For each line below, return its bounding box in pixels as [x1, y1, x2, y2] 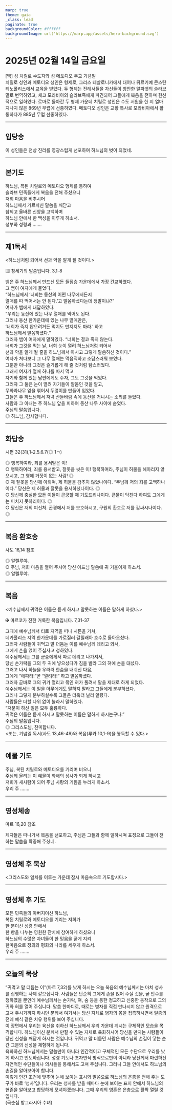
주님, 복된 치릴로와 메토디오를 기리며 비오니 [5, 766, 92, 772]
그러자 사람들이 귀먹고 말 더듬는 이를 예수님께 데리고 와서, [5, 641, 120, 647]
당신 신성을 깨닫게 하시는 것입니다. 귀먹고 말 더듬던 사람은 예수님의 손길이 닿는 [5, 1035, 161, 1041]
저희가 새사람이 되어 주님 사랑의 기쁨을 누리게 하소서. [5, 779, 111, 785]
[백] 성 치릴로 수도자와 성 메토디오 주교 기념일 [5, 73, 96, 79]
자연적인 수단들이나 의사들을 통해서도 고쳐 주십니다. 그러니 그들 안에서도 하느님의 [5, 1061, 167, 1067]
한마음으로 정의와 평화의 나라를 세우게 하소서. [5, 942, 96, 948]
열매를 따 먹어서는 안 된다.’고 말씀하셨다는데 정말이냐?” [5, 298, 115, 304]
